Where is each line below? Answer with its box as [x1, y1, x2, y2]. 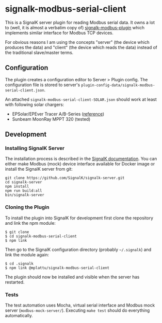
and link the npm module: [5, 220, 56, 226]
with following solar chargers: [5, 101, 65, 108]
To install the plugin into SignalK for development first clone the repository [5, 215, 154, 221]
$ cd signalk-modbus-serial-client [5, 233, 77, 239]
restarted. [5, 279, 25, 285]
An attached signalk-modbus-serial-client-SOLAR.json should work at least [5, 96, 157, 102]
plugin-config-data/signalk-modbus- [81, 83, 155, 88]
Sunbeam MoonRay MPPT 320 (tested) [12, 116, 91, 122]
